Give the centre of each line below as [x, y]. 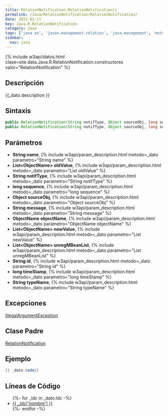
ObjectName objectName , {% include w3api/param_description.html [83, 218]
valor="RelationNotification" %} [38, 67]
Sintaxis [18, 111]
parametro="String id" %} [39, 266]
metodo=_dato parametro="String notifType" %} [62, 181]
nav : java [20, 43]
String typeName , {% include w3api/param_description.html [75, 282]
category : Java [21, 29]
